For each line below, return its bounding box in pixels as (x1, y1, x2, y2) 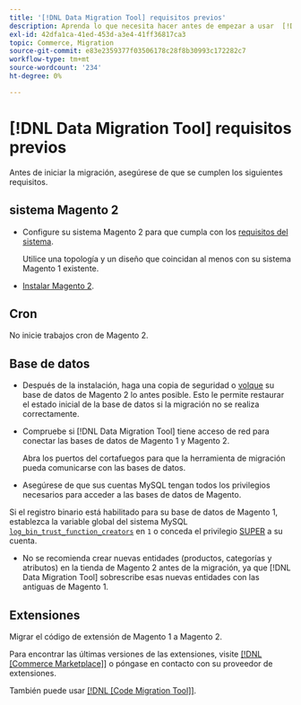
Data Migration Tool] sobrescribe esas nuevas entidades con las (21, 572, 260, 583)
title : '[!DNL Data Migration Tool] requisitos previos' (9, 13, 227, 22)
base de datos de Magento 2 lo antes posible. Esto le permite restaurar (21, 390, 285, 401)
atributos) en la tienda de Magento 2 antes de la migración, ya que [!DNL (21, 562, 291, 573)
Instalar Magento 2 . (21, 280, 95, 291)
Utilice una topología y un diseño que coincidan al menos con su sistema (21, 253, 291, 264)
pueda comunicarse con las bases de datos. (21, 463, 186, 473)
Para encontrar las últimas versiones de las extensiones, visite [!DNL (9, 648, 262, 659)
